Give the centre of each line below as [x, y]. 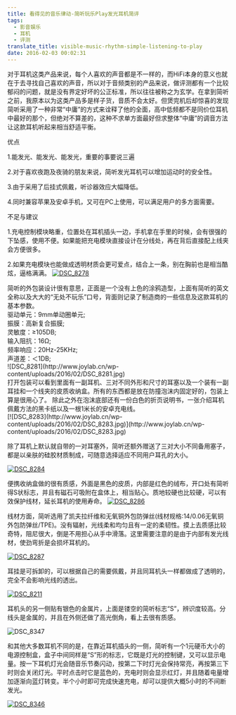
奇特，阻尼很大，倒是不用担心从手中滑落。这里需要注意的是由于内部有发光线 [118, 533]
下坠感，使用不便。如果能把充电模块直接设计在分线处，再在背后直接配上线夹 [118, 240]
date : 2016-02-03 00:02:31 [47, 54]
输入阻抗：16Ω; [29, 341]
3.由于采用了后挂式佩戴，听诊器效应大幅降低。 [75, 187]
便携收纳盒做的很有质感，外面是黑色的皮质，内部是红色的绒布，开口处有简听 [118, 483]
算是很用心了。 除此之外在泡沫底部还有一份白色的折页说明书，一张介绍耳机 [116, 399]
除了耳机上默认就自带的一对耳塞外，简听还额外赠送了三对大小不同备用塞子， [118, 446]
